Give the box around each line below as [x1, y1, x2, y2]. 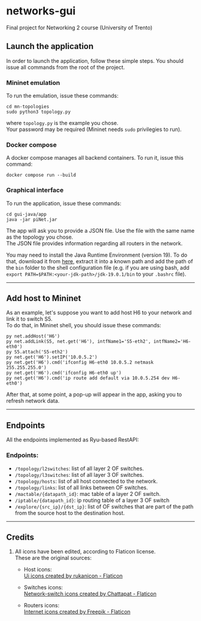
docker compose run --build [6, 172, 77, 178]
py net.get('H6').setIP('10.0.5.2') [6, 354, 98, 360]
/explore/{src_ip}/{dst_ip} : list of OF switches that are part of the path [14, 503, 194, 510]
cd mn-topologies [6, 103, 50, 110]
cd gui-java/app [6, 211, 47, 217]
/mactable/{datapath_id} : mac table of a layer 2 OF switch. [14, 490, 161, 497]
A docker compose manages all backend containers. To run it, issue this [6, 154, 184, 162]
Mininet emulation [6, 78, 60, 87]
